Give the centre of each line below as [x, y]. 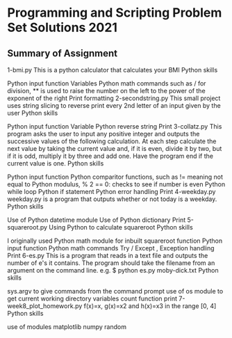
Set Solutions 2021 [63, 27]
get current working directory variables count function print [92, 298]
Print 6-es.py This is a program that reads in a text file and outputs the [108, 256]
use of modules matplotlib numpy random [67, 327]
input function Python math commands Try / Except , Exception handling [111, 248]
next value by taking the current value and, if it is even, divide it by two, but [115, 148]
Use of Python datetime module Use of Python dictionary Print [97, 220]
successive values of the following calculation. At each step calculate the [112, 141]
